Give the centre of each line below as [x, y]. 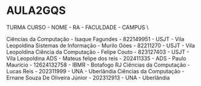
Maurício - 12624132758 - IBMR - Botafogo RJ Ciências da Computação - [98, 65]
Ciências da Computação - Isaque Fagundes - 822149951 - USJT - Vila [95, 39]
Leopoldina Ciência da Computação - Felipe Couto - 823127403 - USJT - [98, 51]
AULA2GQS [36, 11]
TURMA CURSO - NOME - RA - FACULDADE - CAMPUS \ [77, 27]
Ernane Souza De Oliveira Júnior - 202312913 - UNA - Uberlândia [88, 78]
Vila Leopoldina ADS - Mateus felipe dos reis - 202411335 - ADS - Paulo [96, 58]
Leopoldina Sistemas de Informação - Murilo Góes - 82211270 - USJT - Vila [101, 45]
